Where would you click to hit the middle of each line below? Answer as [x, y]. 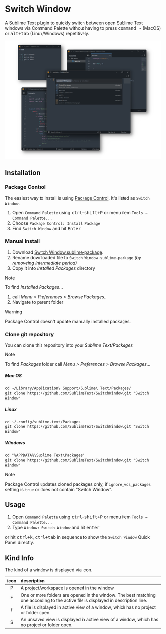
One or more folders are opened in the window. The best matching [88, 595]
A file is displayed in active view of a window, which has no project [88, 607]
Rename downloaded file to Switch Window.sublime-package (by [77, 257]
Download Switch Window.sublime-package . [58, 252]
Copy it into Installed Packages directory [54, 268]
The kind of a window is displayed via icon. [49, 570]
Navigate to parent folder [38, 302]
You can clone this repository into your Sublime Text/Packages [69, 345]
